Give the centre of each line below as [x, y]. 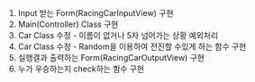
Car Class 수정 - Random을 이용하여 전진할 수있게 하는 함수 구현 [132, 46]
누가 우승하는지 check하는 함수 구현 [81, 69]
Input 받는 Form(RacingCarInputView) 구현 [96, 13]
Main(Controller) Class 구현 [68, 24]
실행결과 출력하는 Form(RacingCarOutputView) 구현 [111, 57]
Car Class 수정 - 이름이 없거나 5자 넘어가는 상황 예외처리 [118, 35]
